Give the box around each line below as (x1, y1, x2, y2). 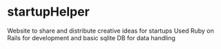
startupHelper (7, 4, 90, 20)
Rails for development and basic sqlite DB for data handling (7, 33, 176, 42)
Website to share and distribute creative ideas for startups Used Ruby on (7, 27, 214, 35)
